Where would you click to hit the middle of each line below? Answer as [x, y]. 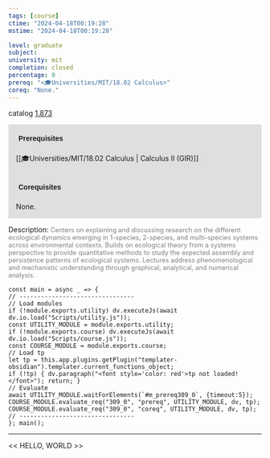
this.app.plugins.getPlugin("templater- [109, 360]
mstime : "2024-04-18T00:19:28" [61, 31]
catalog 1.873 [31, 112]
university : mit [35, 60]
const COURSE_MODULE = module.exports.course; [88, 346]
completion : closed [41, 68]
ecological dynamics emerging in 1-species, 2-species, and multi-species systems [133, 237]
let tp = [23, 360]
